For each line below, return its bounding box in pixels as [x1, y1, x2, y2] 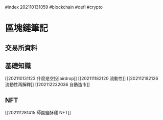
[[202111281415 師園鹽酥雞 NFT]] [5, 110, 71, 116]
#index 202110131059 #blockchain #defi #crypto [5, 4, 103, 10]
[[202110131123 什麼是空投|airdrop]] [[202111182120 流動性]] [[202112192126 [5, 76, 158, 81]
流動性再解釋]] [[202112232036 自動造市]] [5, 81, 90, 87]
